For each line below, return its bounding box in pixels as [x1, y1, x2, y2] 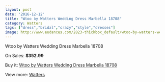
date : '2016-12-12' [5, 12, 45, 17]
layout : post [5, 7, 32, 12]
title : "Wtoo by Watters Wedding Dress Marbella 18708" [5, 16, 122, 21]
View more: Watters [5, 72, 45, 77]
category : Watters [5, 20, 43, 26]
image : [5, 30, 19, 35]
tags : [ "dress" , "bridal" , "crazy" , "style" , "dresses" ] [5, 25, 115, 30]
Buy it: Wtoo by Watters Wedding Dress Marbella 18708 [5, 62, 117, 68]
